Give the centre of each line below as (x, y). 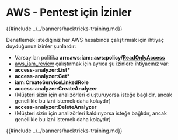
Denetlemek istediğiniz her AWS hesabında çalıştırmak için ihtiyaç (85, 40)
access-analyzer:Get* (42, 76)
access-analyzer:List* (42, 69)
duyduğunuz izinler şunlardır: (41, 46)
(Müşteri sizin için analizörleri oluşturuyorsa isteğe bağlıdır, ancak (93, 94)
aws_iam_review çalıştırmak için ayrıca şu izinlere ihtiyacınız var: (92, 64)
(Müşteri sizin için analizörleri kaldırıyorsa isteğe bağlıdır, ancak (91, 113)
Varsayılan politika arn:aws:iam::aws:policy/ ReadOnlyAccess (90, 57)
